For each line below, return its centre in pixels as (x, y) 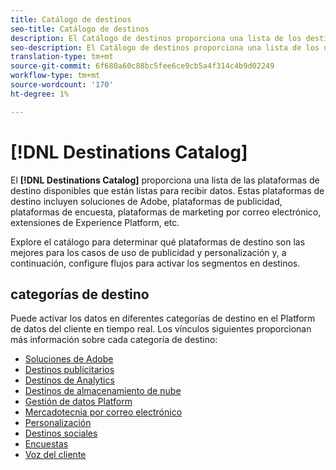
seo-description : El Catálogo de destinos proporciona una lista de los (165, 47)
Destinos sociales (61, 433)
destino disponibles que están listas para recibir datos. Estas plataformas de (167, 190)
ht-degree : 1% (40, 94)
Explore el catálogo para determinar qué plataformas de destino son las (158, 242)
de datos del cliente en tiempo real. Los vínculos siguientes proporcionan (161, 329)
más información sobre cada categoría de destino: (114, 340)
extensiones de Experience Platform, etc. (95, 222)
